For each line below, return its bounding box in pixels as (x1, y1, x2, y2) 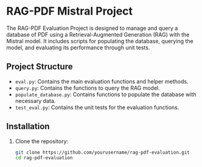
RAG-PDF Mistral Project (6, 4, 133, 18)
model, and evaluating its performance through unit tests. (6, 44, 150, 51)
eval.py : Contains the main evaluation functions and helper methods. (15, 77, 189, 85)
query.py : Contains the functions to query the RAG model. (15, 84, 160, 91)
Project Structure (6, 62, 73, 72)
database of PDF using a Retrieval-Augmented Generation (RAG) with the (6, 30, 190, 38)
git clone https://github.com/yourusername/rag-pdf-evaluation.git (15, 149, 190, 155)
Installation (6, 121, 50, 132)
